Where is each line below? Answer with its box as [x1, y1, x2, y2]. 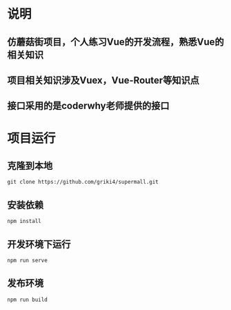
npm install [7, 218, 41, 225]
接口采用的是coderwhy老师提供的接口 [7, 100, 170, 112]
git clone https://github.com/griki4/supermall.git [7, 179, 159, 186]
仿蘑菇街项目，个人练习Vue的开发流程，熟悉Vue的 [7, 36, 224, 48]
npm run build [7, 296, 48, 303]
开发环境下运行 [7, 238, 71, 250]
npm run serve [7, 257, 48, 264]
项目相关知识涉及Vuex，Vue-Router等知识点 [7, 74, 200, 86]
